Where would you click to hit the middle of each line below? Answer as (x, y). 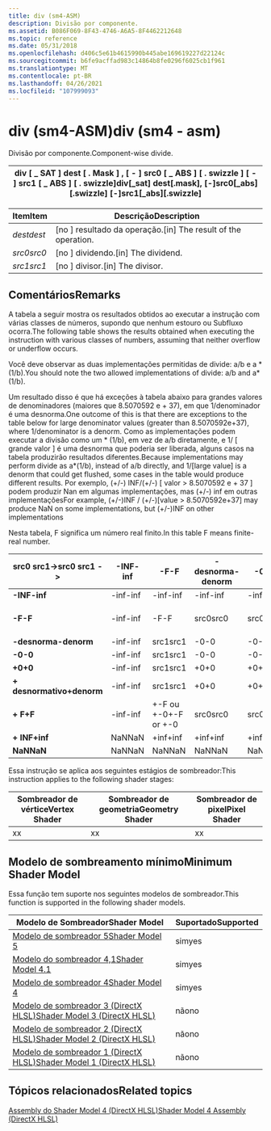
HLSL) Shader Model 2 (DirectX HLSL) (84, 1039)
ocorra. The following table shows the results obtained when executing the (131, 331)
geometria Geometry (139, 809)
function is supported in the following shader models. (97, 902)
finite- (244, 533)
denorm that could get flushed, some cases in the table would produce (126, 474)
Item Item (30, 217)
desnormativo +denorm (58, 692)
